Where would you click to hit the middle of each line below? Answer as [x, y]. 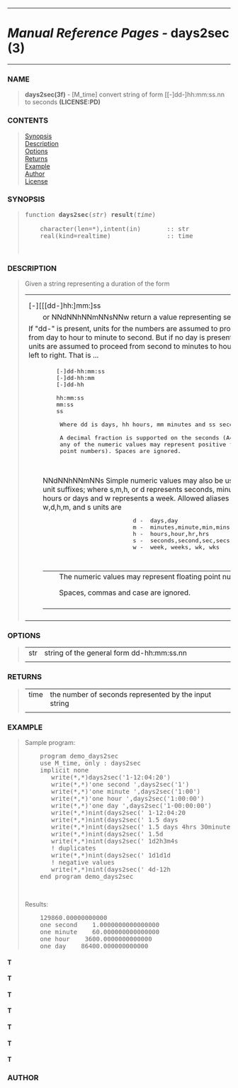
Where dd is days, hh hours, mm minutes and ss [138, 425]
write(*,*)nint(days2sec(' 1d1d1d [111, 856]
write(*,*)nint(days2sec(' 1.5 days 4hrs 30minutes [142, 827]
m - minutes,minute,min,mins [181, 528]
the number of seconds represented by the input [130, 694]
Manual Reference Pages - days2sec [119, 33]
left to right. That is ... [63, 355]
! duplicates [73, 848]
